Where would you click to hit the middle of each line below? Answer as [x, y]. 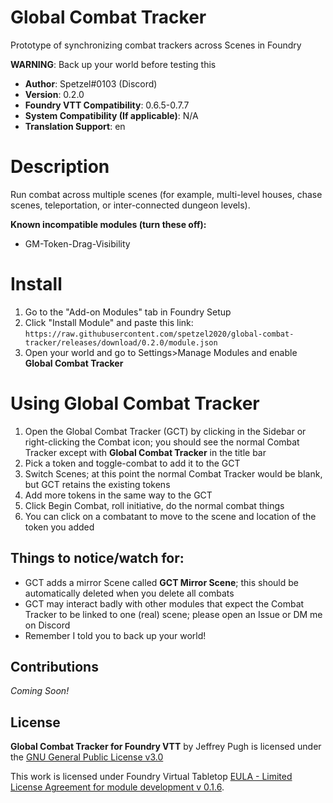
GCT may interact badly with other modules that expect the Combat [164, 603]
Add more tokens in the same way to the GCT [118, 495]
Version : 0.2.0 [54, 94]
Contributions [54, 666]
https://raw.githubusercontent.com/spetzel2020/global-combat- [159, 334]
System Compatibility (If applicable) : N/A [111, 115]
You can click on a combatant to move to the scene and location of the [170, 516]
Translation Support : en [75, 126]
